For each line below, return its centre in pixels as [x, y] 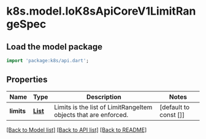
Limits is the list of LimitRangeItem [103, 107]
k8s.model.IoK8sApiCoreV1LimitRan [101, 11]
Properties [27, 80]
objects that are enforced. [91, 115]
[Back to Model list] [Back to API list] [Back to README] [77, 130]
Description [104, 97]
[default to [174, 107]
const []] [172, 115]
